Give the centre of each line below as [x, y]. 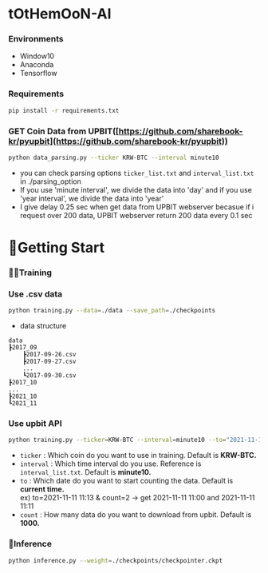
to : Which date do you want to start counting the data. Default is [126, 481]
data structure [43, 326]
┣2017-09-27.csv [50, 362]
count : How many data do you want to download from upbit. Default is [136, 515]
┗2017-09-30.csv [50, 376]
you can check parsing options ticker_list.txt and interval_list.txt [137, 173]
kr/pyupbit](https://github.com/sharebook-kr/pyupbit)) [118, 141]
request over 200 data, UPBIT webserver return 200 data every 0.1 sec [136, 215]
